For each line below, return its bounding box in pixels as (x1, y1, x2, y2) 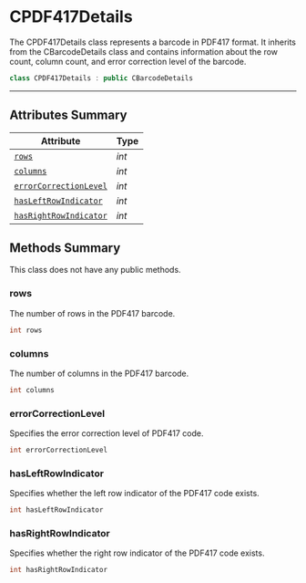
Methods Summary (9, 240, 121, 256)
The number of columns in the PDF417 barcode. (9, 368, 189, 379)
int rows (9, 326, 43, 335)
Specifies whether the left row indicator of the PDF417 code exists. (9, 488, 260, 499)
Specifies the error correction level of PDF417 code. (9, 428, 204, 439)
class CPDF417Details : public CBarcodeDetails (9, 73, 194, 83)
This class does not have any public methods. (9, 265, 181, 276)
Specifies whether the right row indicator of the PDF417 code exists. (9, 547, 265, 558)
